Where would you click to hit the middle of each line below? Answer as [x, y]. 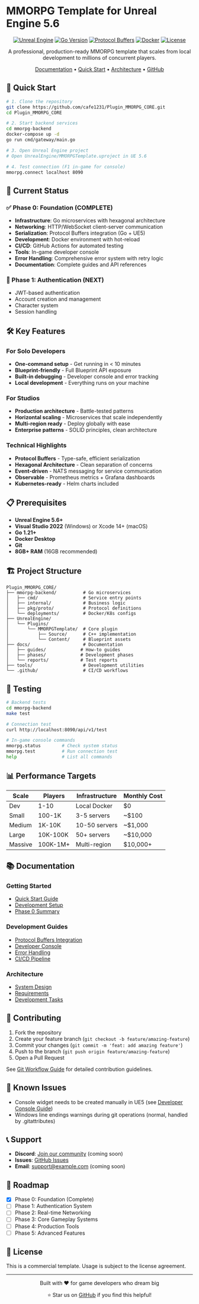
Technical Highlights [36, 445]
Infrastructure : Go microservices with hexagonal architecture [90, 221]
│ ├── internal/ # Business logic [66, 603]
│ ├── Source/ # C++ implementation [71, 635]
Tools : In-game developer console [57, 252]
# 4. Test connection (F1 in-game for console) [66, 167]
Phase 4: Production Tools [47, 1226]
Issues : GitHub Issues [42, 1160]
